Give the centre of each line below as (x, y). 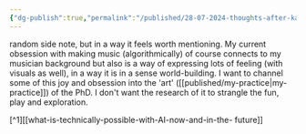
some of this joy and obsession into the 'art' (92, 82)
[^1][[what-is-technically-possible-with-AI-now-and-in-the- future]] (137, 119)
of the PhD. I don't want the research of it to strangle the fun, (165, 92)
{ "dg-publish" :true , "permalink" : (73, 18)
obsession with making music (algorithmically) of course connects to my (146, 53)
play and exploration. (49, 102)
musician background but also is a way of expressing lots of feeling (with (146, 63)
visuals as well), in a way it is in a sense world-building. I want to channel (147, 73)
